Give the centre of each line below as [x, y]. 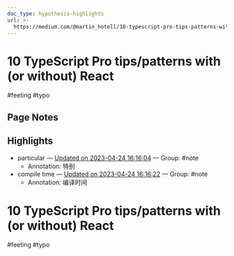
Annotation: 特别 [51, 166]
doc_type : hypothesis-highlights [56, 14]
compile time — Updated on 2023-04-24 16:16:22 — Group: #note [112, 174]
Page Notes [33, 117]
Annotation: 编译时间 [57, 182]
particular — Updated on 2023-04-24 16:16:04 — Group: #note [108, 158]
